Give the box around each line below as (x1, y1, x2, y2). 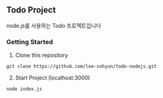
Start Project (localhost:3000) (15, 74, 90, 81)
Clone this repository (15, 51, 68, 59)
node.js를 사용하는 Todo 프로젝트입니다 (6, 21, 101, 29)
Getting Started (6, 37, 53, 46)
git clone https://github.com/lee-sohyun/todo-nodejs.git (6, 64, 157, 70)
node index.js (6, 86, 43, 92)
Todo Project (6, 5, 56, 15)
